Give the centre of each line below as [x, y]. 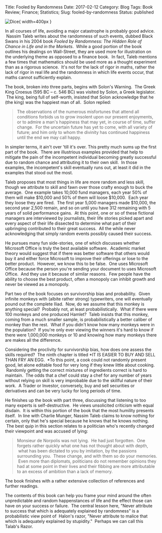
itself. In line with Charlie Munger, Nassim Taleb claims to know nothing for [80, 416]
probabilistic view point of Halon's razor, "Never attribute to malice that [76, 516]
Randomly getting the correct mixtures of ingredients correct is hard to [77, 370]
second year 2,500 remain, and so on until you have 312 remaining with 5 [78, 208]
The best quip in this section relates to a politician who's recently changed [80, 426]
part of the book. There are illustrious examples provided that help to [74, 152]
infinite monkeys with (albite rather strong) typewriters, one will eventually [79, 299]
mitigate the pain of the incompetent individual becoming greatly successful [81, 157]
